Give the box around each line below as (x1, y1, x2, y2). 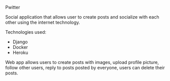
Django (12, 39, 28, 45)
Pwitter (5, 5, 20, 10)
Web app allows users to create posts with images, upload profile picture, (5, 59, 159, 65)
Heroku (12, 50, 28, 55)
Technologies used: (5, 29, 47, 35)
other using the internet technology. (5, 20, 80, 25)
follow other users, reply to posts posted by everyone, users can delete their (5, 65, 165, 70)
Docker (12, 44, 28, 50)
